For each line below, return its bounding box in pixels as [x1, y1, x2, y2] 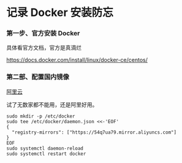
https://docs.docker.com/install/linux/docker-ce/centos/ [6, 56, 148, 64]
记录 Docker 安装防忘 [6, 6, 113, 20]
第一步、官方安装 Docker [6, 29, 80, 37]
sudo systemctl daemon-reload [6, 145, 84, 151]
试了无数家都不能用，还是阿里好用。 [6, 100, 98, 108]
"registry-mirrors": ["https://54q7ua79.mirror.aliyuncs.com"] [12, 129, 176, 135]
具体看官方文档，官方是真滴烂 [6, 44, 82, 51]
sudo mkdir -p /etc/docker [6, 113, 75, 119]
